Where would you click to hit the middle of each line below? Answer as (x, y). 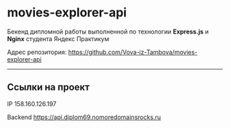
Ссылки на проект (49, 87)
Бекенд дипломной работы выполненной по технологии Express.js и (108, 31)
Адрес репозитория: (37, 52)
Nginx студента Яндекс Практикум (58, 38)
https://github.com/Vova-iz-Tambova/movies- (133, 52)
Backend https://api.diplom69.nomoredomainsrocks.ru (84, 117)
